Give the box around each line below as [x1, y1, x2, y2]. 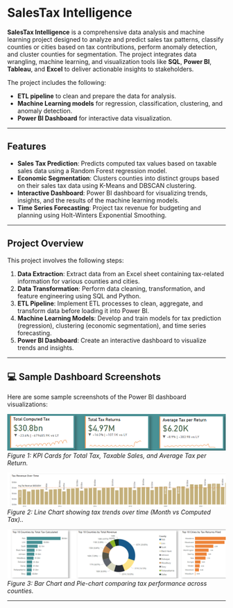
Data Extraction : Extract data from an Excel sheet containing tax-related [17, 269, 224, 278]
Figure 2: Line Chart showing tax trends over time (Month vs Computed [7, 508, 212, 516]
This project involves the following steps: [7, 256, 124, 264]
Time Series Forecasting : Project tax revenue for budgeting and [17, 203, 201, 211]
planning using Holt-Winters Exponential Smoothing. [17, 211, 167, 219]
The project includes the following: [7, 78, 106, 86]
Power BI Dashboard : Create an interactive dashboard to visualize [17, 336, 207, 344]
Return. [7, 458, 28, 467]
